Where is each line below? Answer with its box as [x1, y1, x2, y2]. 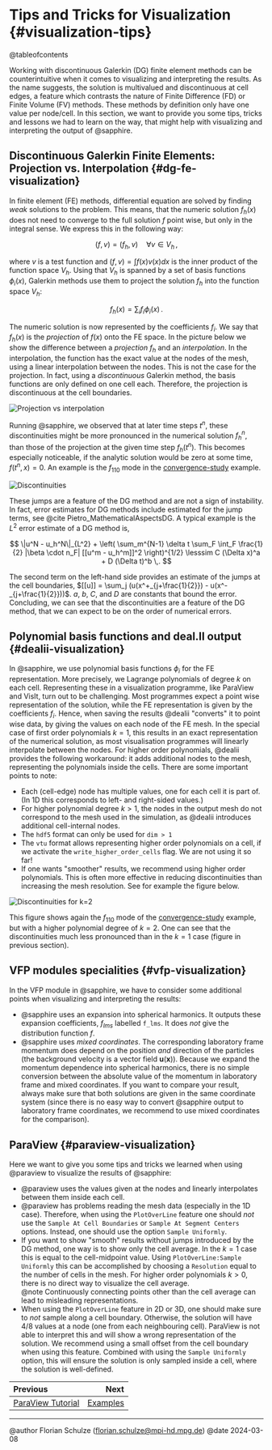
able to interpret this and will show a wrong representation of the [20, 1330, 236, 1340]
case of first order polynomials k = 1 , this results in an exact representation [9, 728, 258, 738]
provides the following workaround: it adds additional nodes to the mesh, [9, 754, 252, 763]
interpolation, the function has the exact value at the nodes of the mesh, [9, 353, 249, 363]
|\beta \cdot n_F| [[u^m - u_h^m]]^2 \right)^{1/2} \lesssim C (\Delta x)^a [24, 547, 261, 557]
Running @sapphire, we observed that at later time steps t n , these [9, 419, 228, 430]
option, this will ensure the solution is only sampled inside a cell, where [20, 1356, 257, 1366]
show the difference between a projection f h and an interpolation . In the [9, 342, 248, 354]
